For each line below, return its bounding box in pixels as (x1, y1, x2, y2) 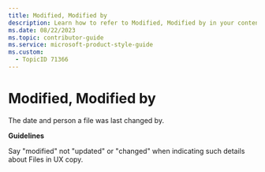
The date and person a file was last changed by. (8, 115, 164, 125)
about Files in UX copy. (8, 155, 84, 164)
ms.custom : (8, 48, 44, 56)
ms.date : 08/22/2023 (8, 26, 77, 34)
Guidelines (8, 131, 45, 140)
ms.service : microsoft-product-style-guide (8, 41, 154, 49)
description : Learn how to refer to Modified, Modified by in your (8, 19, 235, 27)
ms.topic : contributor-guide (8, 33, 104, 42)
